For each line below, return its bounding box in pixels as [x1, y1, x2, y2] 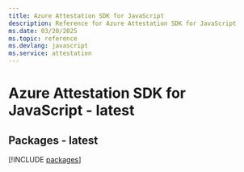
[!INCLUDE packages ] [8, 155, 82, 164]
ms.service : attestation [8, 49, 92, 57]
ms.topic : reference [8, 34, 78, 43]
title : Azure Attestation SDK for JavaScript [8, 11, 164, 20]
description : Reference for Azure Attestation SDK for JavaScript [8, 19, 237, 27]
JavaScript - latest [8, 102, 135, 120]
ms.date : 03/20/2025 [8, 27, 78, 35]
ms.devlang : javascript [8, 42, 89, 50]
